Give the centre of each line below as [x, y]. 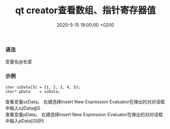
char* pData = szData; [33, 92]
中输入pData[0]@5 [25, 121]
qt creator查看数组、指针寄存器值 [86, 10]
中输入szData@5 [23, 108]
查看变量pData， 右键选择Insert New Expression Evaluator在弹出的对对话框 [84, 114]
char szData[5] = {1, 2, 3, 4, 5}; [43, 87]
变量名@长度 [19, 62]
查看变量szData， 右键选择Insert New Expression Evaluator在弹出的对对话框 [85, 101]
